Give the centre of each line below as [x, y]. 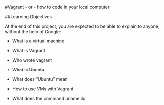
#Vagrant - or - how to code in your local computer [57, 7]
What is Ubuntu [28, 70]
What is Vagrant [29, 51]
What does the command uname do [49, 98]
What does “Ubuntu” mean [40, 79]
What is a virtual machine [38, 41]
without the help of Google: [33, 31]
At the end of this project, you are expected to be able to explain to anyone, [82, 26]
